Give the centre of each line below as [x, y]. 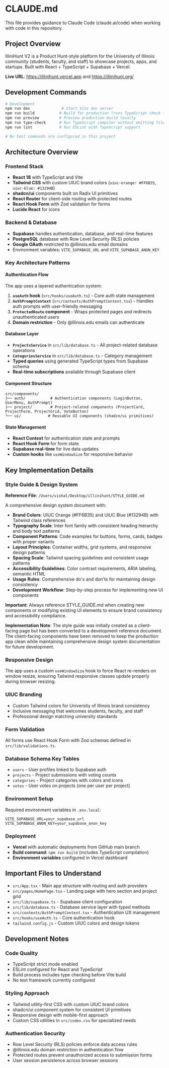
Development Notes [37, 939]
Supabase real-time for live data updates [56, 449]
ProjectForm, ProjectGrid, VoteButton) [47, 412]
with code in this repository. [34, 28]
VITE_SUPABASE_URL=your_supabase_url [45, 819]
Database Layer [22, 334]
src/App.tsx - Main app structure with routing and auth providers [80, 885]
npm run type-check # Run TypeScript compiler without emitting [80, 123]
